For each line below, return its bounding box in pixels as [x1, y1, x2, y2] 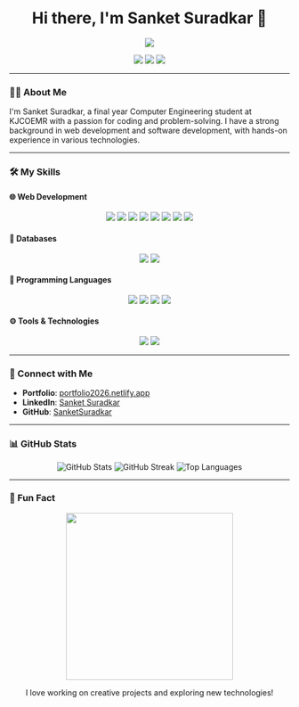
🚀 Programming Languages [9, 275, 112, 285]
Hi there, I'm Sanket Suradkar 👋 [31, 8, 268, 29]
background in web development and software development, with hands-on [9, 125, 287, 136]
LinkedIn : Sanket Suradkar [21, 397, 120, 408]
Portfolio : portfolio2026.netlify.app [21, 388, 150, 399]
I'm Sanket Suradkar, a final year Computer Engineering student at [9, 106, 252, 117]
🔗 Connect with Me [9, 367, 93, 380]
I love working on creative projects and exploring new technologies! [25, 686, 274, 698]
